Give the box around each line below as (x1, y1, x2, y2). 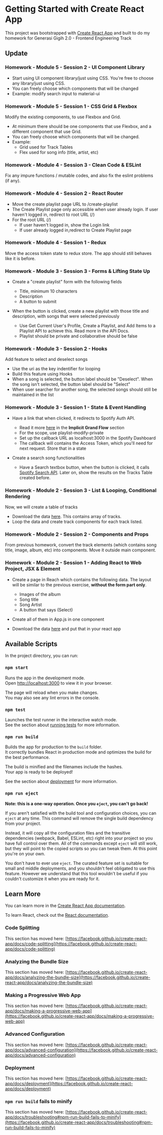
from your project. (5, 820, 41, 826)
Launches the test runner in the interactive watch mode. (5, 717, 118, 722)
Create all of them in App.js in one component (12, 616, 105, 622)
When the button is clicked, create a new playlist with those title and (12, 308, 149, 314)
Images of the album (19, 591, 61, 597)
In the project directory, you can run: (5, 653, 78, 659)
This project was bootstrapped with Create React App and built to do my (5, 30, 150, 36)
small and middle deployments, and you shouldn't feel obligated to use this (5, 865, 155, 871)
